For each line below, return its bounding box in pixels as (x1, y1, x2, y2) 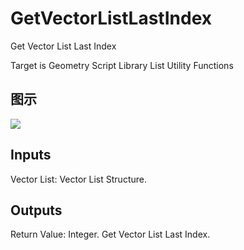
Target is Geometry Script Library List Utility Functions (10, 59, 234, 71)
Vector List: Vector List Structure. (10, 173, 147, 185)
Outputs (10, 202, 63, 219)
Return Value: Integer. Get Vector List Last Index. (10, 228, 211, 241)
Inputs (10, 147, 52, 164)
